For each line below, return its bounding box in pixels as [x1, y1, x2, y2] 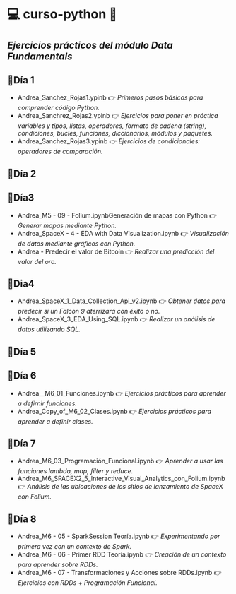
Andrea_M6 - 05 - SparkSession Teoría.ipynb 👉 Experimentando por [17, 532, 220, 541]
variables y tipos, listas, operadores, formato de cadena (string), [17, 121, 207, 130]
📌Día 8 [7, 513, 37, 525]
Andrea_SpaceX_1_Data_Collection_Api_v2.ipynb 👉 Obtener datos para [17, 297, 226, 305]
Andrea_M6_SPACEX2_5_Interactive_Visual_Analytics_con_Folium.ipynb [17, 475, 225, 483]
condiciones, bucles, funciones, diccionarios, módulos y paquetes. [17, 129, 213, 138]
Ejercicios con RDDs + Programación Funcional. [17, 578, 158, 587]
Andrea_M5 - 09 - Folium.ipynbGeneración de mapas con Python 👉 [17, 210, 218, 220]
